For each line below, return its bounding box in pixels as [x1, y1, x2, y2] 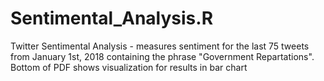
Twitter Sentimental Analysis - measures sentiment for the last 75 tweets [10, 40, 310, 52]
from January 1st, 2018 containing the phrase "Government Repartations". [10, 50, 315, 62]
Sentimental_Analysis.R [10, 7, 214, 30]
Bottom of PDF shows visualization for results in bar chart [10, 61, 248, 73]
